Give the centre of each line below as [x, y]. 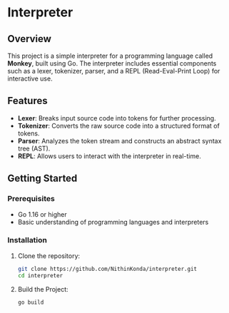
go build [31, 302]
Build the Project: [43, 289]
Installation [27, 240]
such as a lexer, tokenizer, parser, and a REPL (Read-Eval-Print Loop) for [114, 71]
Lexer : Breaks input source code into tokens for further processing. [117, 118]
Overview [30, 39]
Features [27, 101]
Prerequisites [31, 199]
